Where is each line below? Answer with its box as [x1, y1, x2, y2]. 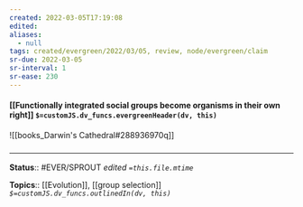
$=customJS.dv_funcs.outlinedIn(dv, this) [9, 189, 171, 199]
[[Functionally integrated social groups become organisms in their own [9, 100, 281, 111]
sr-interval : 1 [9, 64, 67, 73]
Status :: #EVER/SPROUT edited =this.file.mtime [9, 162, 194, 173]
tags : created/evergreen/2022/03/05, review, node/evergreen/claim [9, 47, 269, 56]
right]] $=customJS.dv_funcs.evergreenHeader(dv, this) [9, 109, 218, 120]
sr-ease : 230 [9, 72, 59, 81]
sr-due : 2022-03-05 [9, 55, 83, 64]
